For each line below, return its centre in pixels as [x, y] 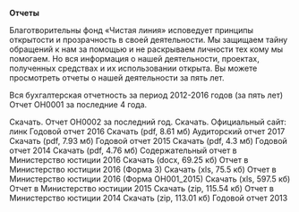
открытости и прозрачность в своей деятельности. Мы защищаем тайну [149, 40]
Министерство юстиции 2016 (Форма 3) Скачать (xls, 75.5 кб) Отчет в [143, 170]
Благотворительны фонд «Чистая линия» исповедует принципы [131, 30]
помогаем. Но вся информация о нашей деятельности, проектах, [134, 59]
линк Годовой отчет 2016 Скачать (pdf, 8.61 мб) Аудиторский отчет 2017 [147, 131]
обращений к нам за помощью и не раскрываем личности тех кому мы [146, 49]
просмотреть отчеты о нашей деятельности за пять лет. [117, 78]
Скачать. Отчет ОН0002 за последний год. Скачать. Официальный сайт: [148, 122]
